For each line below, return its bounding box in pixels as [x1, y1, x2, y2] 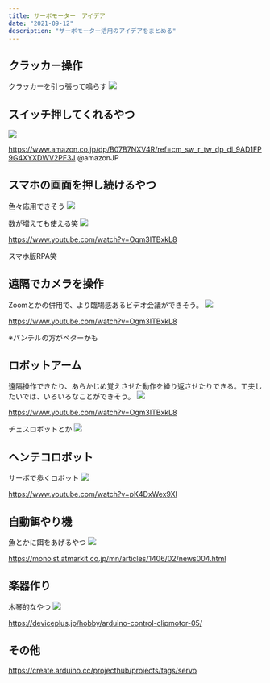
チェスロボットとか [8, 424, 73, 434]
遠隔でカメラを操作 [8, 277, 104, 291]
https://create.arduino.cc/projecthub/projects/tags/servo [8, 665, 197, 675]
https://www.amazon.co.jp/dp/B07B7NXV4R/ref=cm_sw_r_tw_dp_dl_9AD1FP [8, 144, 262, 154]
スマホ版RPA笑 [8, 251, 58, 260]
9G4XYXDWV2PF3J [8, 153, 76, 162]
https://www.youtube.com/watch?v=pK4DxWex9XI [8, 489, 178, 499]
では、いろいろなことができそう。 [22, 392, 135, 402]
